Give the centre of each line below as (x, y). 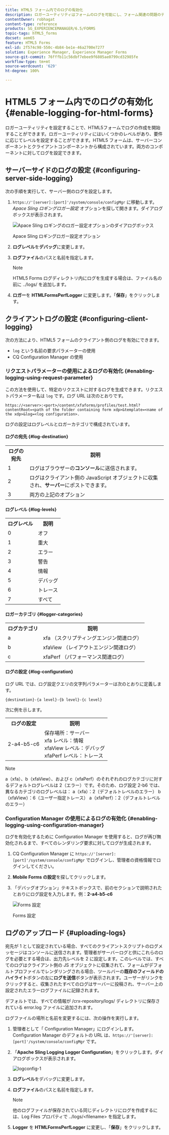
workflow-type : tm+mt (28, 62)
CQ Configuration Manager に (43, 853)
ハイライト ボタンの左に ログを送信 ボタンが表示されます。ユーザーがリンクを (84, 977)
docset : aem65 (20, 38)
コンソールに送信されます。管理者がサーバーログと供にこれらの (93, 952)
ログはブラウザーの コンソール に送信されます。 (84, 469)
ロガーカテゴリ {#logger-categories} (44, 614)
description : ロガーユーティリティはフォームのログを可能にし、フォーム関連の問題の (83, 15)
